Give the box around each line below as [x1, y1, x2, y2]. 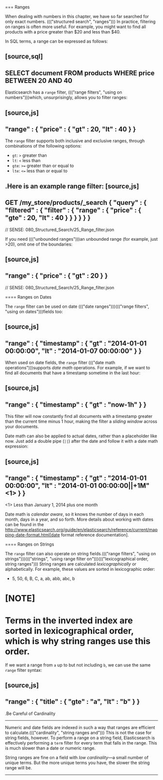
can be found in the [5, 522, 44, 528]
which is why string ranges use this [5, 635, 151, 647]
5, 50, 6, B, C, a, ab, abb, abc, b [12, 576, 75, 581]
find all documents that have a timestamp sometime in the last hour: [5, 370, 141, 376]
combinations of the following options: [5, 143, 81, 149]
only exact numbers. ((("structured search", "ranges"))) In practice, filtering [5, 19, 156, 24]
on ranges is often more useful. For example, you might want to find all [5, 24, 147, 30]
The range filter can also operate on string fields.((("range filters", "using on [5, 551, 156, 557]
